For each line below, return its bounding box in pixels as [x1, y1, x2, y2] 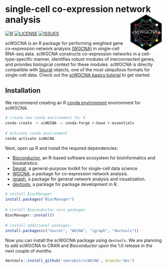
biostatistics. [12, 160, 39, 166]
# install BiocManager [5, 192, 52, 197]
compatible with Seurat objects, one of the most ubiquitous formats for [5, 66, 151, 73]
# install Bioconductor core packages [5, 207, 85, 212]
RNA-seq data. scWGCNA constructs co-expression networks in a [5, 51, 141, 57]
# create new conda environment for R [5, 115, 85, 120]
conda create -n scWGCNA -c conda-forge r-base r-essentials [5, 121, 135, 126]
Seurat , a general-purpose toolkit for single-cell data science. [12, 165, 139, 171]
